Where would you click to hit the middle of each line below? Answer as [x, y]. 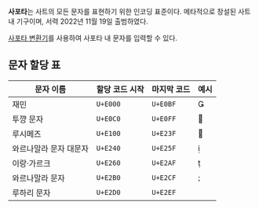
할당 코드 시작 [120, 89]
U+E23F [164, 133]
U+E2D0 [108, 192]
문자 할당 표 [35, 65]
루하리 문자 [31, 192]
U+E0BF [164, 104]
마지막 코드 [171, 89]
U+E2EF [164, 192]
